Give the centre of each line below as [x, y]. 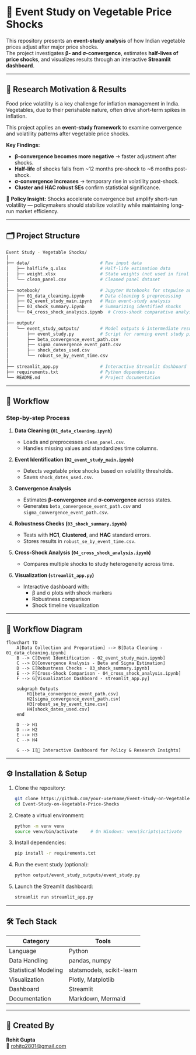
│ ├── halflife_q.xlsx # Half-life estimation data [88, 269]
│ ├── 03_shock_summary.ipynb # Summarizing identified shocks [94, 307]
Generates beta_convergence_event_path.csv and [82, 506]
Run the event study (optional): [52, 865]
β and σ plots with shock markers [72, 593]
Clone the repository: [40, 788]
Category [36, 941]
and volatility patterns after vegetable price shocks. [68, 134]
